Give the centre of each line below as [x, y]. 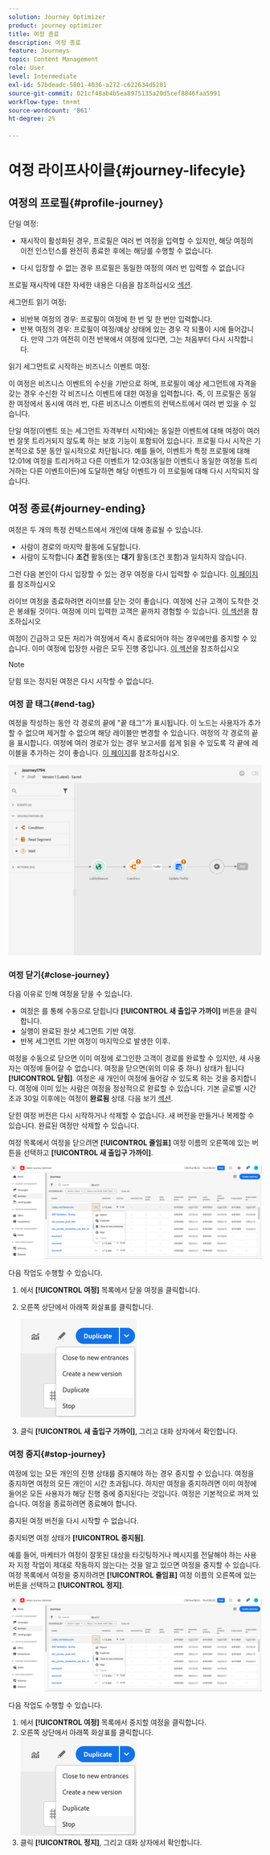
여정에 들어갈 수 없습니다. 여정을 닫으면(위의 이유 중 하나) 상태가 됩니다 [134, 1068]
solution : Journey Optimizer [57, 17]
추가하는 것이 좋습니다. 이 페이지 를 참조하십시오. [104, 753]
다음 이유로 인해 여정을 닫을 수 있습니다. [70, 994]
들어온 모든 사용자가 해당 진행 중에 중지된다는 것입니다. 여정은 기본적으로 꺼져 [129, 1493]
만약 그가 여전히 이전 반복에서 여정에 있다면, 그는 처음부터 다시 [128, 339]
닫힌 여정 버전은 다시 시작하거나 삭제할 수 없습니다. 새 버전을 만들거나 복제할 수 [131, 1116]
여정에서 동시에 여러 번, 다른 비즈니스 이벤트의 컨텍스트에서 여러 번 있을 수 [132, 403]
